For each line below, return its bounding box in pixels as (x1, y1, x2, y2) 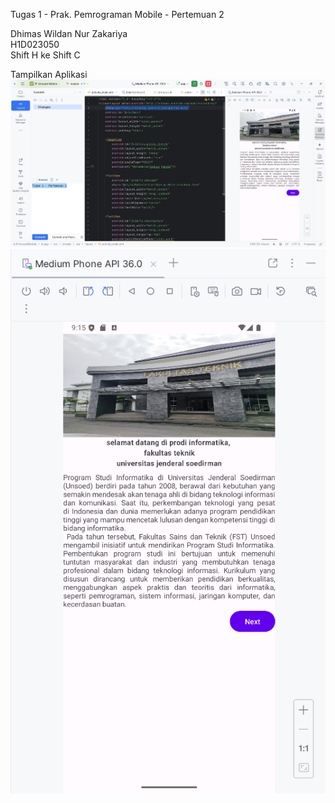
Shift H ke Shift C (10, 49, 81, 61)
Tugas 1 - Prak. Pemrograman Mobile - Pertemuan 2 (10, 9, 225, 20)
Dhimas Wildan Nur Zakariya (10, 28, 128, 39)
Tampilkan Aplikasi (10, 69, 88, 80)
